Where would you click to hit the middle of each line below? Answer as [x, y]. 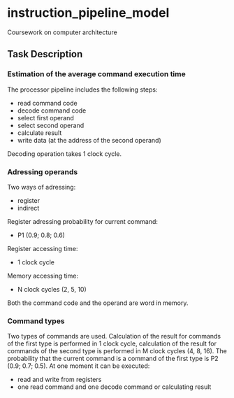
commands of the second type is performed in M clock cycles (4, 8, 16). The [117, 351]
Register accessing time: [43, 248]
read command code [47, 103]
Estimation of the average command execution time [97, 74]
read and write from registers [59, 380]
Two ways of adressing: [42, 187]
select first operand [46, 118]
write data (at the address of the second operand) [89, 140]
